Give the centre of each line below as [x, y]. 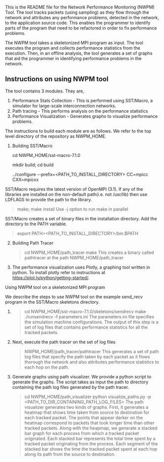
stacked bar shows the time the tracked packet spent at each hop [91, 449]
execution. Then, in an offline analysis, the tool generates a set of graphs [79, 53]
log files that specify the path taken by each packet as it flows [87, 357]
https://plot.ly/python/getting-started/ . [51, 277]
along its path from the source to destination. [70, 454]
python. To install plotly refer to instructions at [59, 272]
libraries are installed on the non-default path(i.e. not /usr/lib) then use [76, 194]
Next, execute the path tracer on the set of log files [64, 342]
